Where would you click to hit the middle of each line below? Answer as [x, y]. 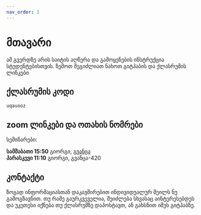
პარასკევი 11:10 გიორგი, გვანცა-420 [54, 158]
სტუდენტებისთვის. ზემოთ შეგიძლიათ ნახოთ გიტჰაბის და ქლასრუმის [97, 66]
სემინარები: [22, 139]
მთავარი [29, 42]
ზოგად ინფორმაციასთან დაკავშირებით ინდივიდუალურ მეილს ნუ [92, 192]
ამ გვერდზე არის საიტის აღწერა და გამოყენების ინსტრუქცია [85, 60]
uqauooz [16, 106]
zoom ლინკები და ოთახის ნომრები [74, 124]
